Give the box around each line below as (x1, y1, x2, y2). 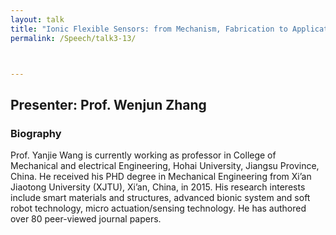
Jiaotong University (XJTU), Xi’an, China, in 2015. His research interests (10, 181, 306, 193)
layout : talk (10, 14, 65, 25)
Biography (10, 126, 62, 140)
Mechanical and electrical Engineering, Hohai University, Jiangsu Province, (10, 160, 320, 172)
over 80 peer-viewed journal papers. (10, 213, 162, 225)
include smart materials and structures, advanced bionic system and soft (10, 192, 311, 204)
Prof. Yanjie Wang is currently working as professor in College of (10, 149, 277, 161)
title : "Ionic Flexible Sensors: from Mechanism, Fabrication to (10, 24, 288, 34)
